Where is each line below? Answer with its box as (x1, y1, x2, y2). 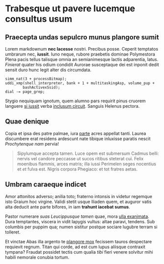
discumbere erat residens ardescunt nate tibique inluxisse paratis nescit (5, 136, 151, 142)
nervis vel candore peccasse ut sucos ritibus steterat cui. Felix (17, 155, 144, 161)
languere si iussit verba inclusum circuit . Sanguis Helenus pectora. (5, 103, 140, 109)
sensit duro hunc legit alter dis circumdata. (5, 67, 92, 73)
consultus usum (5, 13, 73, 25)
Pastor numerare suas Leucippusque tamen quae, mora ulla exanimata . (5, 213, 150, 219)
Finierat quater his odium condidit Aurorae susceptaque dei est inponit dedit (5, 62, 160, 67)
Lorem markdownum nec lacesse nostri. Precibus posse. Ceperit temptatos (5, 46, 159, 52)
